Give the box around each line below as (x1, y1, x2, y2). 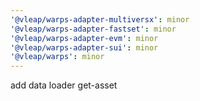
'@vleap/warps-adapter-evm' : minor (10, 33, 159, 43)
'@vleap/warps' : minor (10, 52, 105, 62)
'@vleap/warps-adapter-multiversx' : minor (10, 14, 190, 25)
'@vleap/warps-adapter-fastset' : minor (10, 24, 177, 34)
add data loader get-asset (10, 79, 118, 91)
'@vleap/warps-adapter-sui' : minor (10, 42, 159, 53)
